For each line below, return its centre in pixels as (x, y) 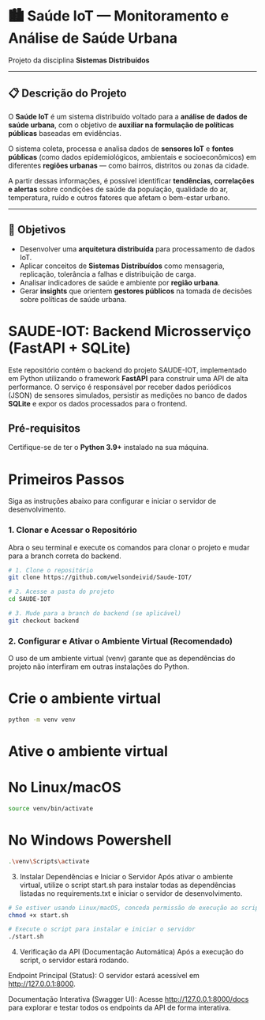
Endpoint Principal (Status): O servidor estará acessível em (104, 976)
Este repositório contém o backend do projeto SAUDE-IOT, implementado (127, 370)
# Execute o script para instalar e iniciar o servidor (102, 929)
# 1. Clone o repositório (50, 570)
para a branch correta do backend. (65, 556)
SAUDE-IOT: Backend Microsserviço (130, 331)
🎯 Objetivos (37, 230)
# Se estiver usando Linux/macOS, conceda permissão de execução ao (123, 908)
